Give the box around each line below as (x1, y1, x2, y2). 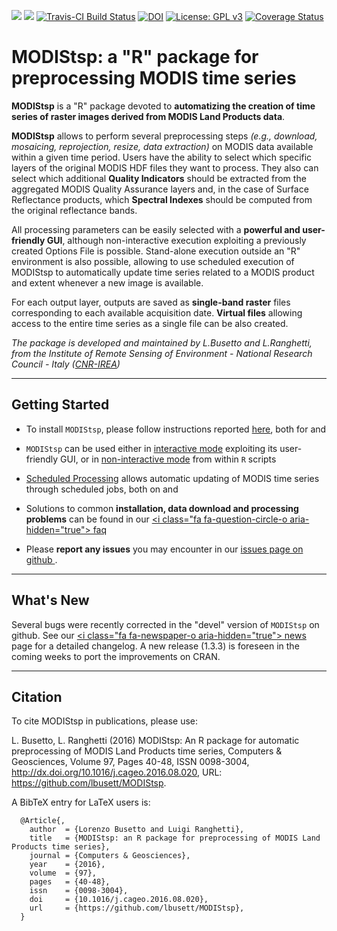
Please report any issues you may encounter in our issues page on (25, 543, 304, 555)
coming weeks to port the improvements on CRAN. (11, 650, 221, 662)
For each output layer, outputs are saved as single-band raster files (11, 296, 291, 308)
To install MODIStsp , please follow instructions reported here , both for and (25, 423, 327, 435)
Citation (11, 688, 63, 705)
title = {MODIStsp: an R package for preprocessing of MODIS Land (29, 833, 321, 844)
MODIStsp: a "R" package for (11, 46, 259, 69)
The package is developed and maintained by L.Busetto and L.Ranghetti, (11, 336, 313, 349)
